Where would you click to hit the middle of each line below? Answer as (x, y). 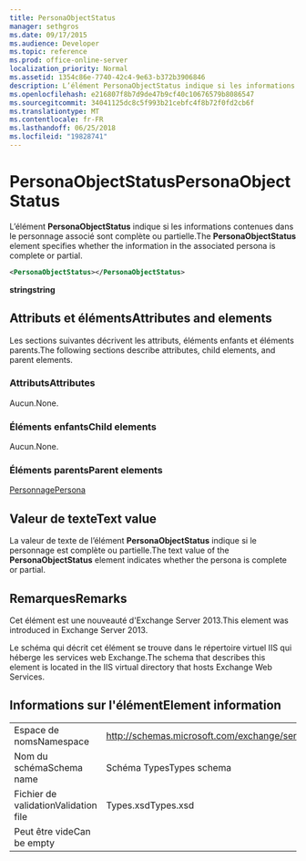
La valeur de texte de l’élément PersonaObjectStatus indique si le (133, 541)
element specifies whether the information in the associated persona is (143, 245)
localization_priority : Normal (69, 69)
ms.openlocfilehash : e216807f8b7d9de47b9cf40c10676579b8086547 (132, 94)
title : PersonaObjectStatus (63, 18)
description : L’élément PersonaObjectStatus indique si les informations (153, 86)
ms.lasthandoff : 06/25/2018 (63, 129)
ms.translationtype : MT (55, 111)
